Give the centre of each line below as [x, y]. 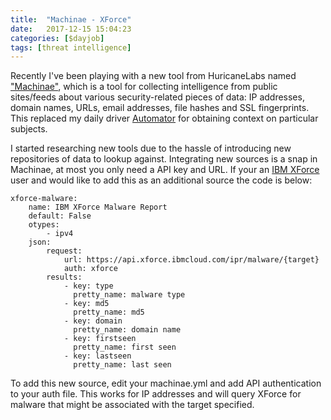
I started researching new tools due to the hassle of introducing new [151, 148]
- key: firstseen [100, 339]
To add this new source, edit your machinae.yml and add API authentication [166, 383]
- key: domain [93, 321]
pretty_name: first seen [125, 347]
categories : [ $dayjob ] [57, 38]
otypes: [44, 225]
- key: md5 [86, 304]
